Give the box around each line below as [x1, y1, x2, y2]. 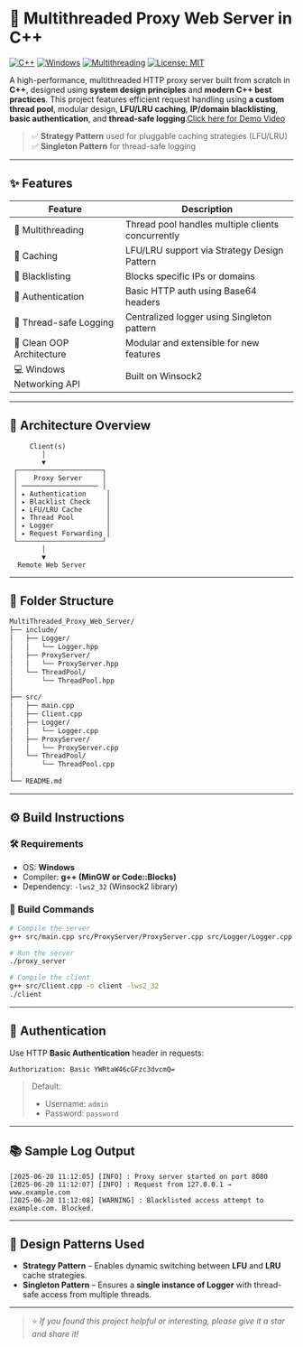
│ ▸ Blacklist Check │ [13, 497, 111, 506]
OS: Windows [22, 861, 75, 872]
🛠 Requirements [9, 838, 84, 850]
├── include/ [9, 626, 59, 635]
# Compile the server [9, 924, 91, 933]
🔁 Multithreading [14, 223, 84, 236]
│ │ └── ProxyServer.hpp [9, 659, 119, 668]
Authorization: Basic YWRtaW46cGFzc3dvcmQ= [9, 1064, 176, 1073]
